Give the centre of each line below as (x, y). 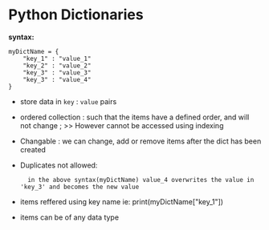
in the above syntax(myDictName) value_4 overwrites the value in (141, 180)
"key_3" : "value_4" (57, 79)
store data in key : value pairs (68, 101)
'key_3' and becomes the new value (79, 187)
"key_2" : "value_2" (57, 66)
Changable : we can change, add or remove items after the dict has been (141, 141)
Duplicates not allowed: (59, 165)
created (33, 149)
